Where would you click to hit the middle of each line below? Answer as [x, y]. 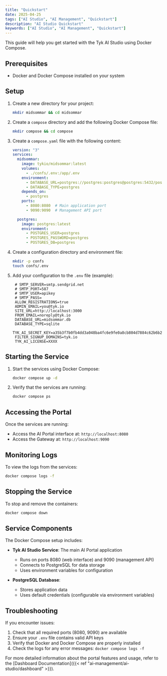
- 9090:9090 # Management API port [64, 210]
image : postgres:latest [46, 224]
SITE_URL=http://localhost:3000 [48, 311]
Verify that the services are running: [49, 387]
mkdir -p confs [28, 261]
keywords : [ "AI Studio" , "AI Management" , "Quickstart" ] [66, 28]
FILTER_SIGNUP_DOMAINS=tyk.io [46, 337]
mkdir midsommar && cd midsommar [47, 112]
